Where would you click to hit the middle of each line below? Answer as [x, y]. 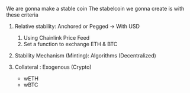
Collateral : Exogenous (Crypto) [53, 67]
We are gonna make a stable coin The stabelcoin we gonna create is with [95, 9]
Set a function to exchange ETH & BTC [70, 44]
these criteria [22, 15]
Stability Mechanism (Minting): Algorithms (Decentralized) [86, 55]
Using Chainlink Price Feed [57, 38]
